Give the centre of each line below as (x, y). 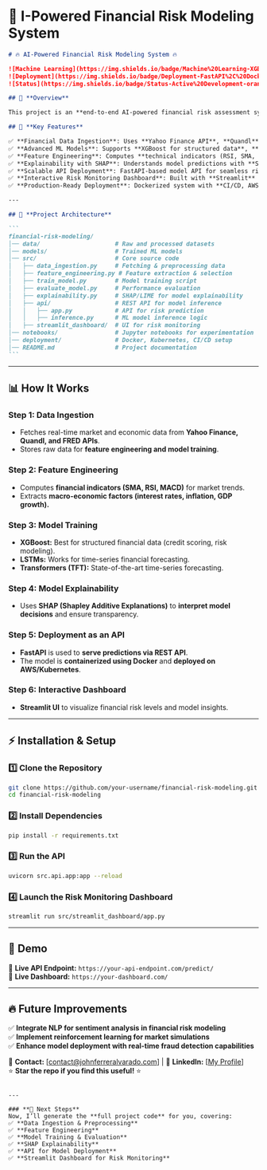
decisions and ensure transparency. (79, 614)
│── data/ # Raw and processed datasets (112, 244)
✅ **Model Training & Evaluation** (68, 1137)
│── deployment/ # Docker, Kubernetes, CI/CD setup (120, 341)
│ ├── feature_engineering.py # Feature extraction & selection (120, 274)
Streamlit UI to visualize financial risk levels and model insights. (124, 707)
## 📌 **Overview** (39, 98)
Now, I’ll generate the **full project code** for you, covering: (120, 1117)
